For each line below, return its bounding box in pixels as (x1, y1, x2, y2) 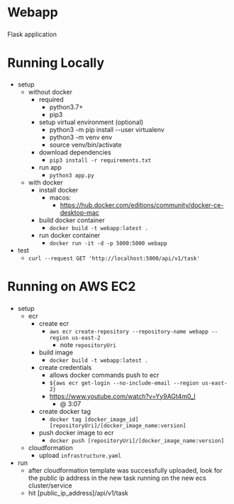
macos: (49, 193, 72, 202)
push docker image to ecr (38, 428, 114, 437)
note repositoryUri (60, 340, 117, 349)
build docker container (38, 216, 105, 224)
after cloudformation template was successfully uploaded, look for (28, 466, 223, 474)
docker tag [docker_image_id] (49, 416, 139, 423)
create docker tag (38, 407, 91, 415)
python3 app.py (49, 172, 94, 180)
